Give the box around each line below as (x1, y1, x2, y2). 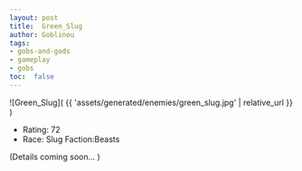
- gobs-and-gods (9, 47, 71, 56)
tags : (9, 38, 30, 48)
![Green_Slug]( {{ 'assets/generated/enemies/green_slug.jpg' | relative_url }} (9, 97, 294, 108)
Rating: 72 (22, 124, 61, 135)
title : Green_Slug (9, 22, 83, 31)
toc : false (9, 72, 54, 81)
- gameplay (9, 55, 51, 64)
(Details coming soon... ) (9, 151, 101, 162)
